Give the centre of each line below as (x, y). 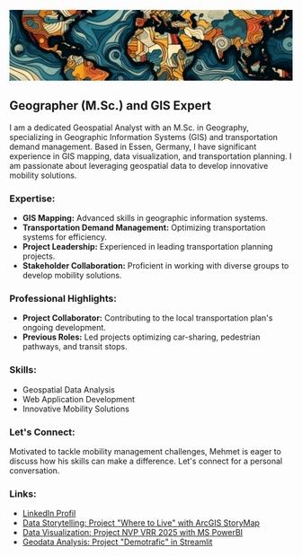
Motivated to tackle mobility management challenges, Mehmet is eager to (145, 451)
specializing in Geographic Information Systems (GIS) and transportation (144, 137)
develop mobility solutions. (72, 276)
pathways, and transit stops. (75, 347)
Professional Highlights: (63, 299)
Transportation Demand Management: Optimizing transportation (144, 228)
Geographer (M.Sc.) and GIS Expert (110, 106)
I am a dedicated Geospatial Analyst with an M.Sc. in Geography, (129, 128)
